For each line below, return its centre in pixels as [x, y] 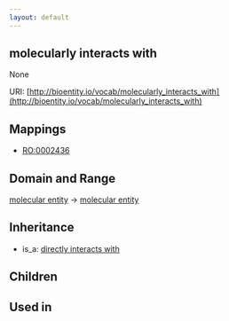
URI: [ [20, 92]
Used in [31, 307]
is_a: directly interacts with [71, 248]
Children [33, 277]
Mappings [38, 129]
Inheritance [42, 227]
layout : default [39, 17]
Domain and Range [63, 178]
